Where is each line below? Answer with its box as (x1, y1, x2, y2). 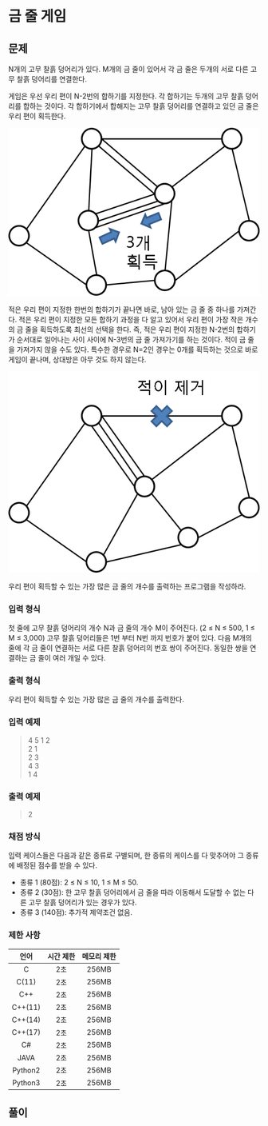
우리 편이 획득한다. (8, 111, 66, 121)
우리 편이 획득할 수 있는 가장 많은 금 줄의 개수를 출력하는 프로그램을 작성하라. (8, 581, 246, 591)
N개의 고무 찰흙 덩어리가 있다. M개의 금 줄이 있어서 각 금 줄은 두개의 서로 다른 (8, 65, 249, 74)
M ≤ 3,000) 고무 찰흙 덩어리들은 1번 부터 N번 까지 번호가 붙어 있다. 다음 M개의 (8, 633, 253, 643)
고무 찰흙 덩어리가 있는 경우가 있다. (28, 897, 137, 908)
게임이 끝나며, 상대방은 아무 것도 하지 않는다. (8, 354, 147, 364)
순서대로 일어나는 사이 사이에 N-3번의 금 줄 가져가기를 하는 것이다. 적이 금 (16, 334, 246, 344)
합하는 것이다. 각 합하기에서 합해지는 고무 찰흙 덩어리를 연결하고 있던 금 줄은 (22, 102, 259, 110)
